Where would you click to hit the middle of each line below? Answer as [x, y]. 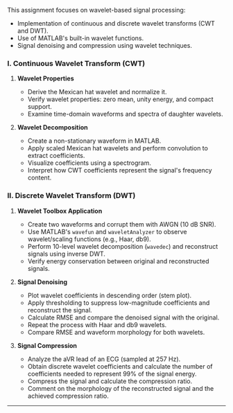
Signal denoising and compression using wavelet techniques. [105, 45]
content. [40, 178]
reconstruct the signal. [60, 310]
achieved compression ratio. [68, 396]
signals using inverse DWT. [67, 254]
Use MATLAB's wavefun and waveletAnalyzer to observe [107, 231]
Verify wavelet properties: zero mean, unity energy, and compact [120, 99]
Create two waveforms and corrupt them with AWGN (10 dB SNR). [122, 224]
